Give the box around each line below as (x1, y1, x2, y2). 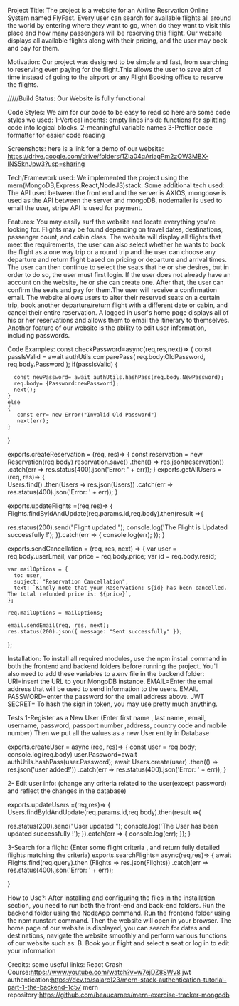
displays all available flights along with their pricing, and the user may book (7, 36, 228, 45)
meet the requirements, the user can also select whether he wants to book (7, 240, 225, 249)
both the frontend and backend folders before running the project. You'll (7, 662, 219, 670)
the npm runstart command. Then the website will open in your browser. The (7, 916, 232, 925)
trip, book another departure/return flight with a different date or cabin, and (7, 301, 228, 309)
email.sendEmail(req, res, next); (7, 622, 110, 629)
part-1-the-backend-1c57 (7, 983, 82, 991)
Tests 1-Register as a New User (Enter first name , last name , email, (7, 714, 206, 722)
